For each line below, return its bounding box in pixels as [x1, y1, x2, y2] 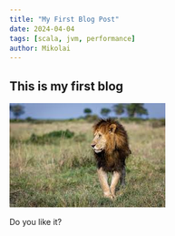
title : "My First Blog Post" [9, 15, 120, 24]
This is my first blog [9, 78, 124, 94]
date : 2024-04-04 [9, 24, 75, 34]
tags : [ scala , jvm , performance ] [9, 34, 136, 43]
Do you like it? [9, 217, 63, 228]
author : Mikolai [9, 44, 71, 53]
